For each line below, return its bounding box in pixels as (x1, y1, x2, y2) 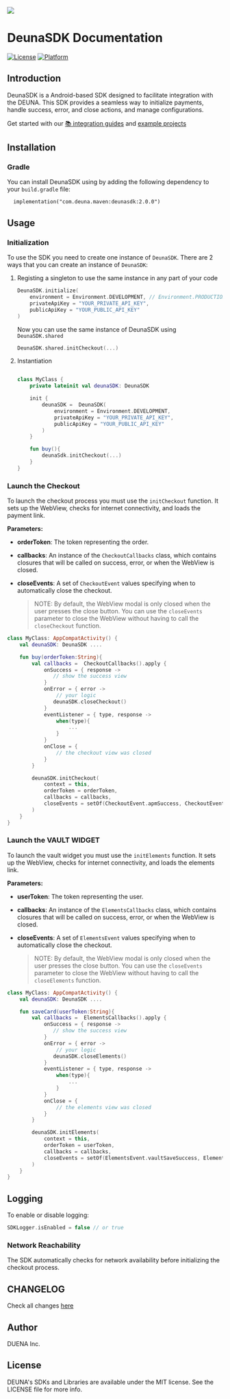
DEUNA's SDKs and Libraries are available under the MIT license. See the (7, 1378, 214, 1386)
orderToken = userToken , (43, 1142, 115, 1149)
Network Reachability (7, 1240, 81, 1250)
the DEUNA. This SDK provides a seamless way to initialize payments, (7, 98, 204, 106)
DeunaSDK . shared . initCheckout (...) (16, 344, 119, 352)
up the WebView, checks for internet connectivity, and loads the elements (7, 858, 215, 867)
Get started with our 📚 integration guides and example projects (7, 119, 187, 127)
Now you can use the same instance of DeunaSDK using (16, 325, 177, 333)
